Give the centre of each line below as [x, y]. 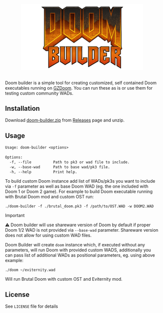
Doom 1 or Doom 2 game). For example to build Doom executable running [79, 192]
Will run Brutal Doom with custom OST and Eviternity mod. [64, 279]
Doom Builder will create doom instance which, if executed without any [75, 245]
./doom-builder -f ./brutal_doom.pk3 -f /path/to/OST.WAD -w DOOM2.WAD [79, 206]
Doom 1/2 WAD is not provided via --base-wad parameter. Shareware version [82, 230]
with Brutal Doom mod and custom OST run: [50, 197]
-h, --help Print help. [43, 172]
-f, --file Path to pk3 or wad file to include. [70, 162]
